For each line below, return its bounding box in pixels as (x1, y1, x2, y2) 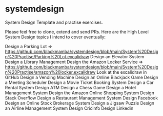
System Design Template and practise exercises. (5, 19, 103, 25)
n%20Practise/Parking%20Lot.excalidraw (5, 53, 89, 59)
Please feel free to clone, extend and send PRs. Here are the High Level (5, 29, 149, 34)
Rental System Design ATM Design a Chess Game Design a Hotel (5, 84, 136, 90)
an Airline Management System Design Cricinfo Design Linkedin (5, 105, 134, 111)
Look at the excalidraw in (97, 69, 147, 75)
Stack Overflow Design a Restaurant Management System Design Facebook (5, 95, 158, 100)
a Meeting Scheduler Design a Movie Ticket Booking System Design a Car (5, 79, 154, 85)
